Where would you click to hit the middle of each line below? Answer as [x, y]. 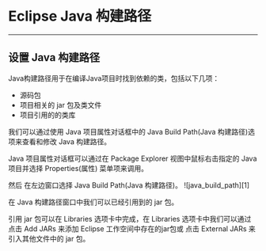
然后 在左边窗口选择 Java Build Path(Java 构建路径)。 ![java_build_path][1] [129, 185]
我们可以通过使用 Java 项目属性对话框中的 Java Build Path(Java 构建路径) [128, 131]
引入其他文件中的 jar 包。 [49, 238]
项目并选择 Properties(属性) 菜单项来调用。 [78, 168]
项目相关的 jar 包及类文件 [61, 105]
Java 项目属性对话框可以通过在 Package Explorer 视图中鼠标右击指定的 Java [133, 158]
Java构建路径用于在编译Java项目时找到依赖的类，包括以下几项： [114, 78]
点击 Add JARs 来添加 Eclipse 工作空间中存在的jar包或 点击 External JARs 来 [132, 228]
